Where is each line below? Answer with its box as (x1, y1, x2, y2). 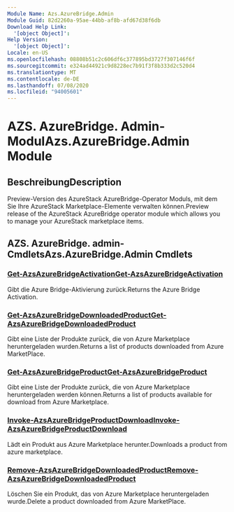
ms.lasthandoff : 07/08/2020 (7, 82, 89, 89)
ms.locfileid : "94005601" (7, 88, 82, 95)
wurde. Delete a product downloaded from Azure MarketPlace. (7, 497, 187, 505)
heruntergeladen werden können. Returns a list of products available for (7, 390, 212, 399)
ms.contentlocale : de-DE (7, 75, 80, 83)
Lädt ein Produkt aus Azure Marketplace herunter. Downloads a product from (7, 440, 228, 448)
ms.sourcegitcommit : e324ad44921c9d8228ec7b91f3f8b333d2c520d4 (7, 62, 196, 69)
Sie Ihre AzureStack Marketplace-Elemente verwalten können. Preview (7, 202, 210, 211)
